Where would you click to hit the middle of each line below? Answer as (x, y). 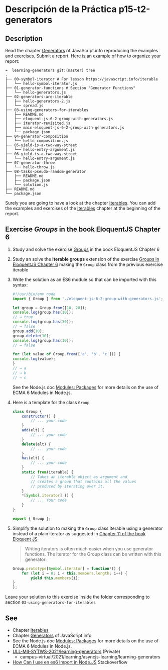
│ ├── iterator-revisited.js (38, 123)
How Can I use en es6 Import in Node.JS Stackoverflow (70, 662)
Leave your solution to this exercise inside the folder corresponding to (77, 597)
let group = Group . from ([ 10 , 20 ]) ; (50, 308)
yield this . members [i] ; (55, 578)
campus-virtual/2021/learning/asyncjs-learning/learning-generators (90, 657)
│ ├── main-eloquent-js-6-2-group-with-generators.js (65, 128)
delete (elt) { (36, 444)
